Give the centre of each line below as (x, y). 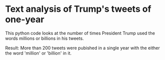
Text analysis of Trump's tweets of (78, 9)
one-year (25, 19)
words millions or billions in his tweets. (44, 38)
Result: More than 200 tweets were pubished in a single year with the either (82, 48)
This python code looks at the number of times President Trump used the (80, 33)
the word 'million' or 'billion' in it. (39, 53)
